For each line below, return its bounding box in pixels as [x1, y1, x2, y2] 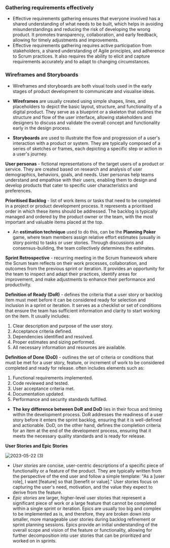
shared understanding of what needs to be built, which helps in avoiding [12, 21, 163, 27]
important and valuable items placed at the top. [5, 219, 104, 225]
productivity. [5, 282, 32, 288]
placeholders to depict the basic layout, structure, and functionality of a [12, 103, 162, 109]
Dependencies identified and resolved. [12, 333, 94, 339]
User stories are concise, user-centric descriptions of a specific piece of [12, 462, 164, 468]
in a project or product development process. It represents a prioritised [5, 203, 153, 209]
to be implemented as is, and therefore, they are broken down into [12, 511, 151, 517]
